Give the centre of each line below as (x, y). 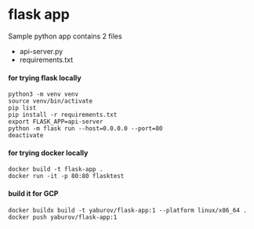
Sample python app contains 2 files (65, 36)
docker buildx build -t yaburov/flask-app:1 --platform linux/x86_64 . (127, 210)
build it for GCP (33, 193)
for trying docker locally (48, 153)
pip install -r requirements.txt (63, 115)
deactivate (26, 136)
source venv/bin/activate (50, 101)
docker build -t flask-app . (56, 169)
